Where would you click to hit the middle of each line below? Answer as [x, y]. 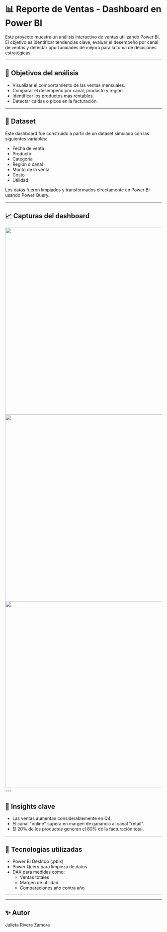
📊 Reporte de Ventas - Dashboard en [83, 9]
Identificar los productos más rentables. [53, 96]
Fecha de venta [28, 148]
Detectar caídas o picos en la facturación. [55, 101]
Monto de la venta [31, 169]
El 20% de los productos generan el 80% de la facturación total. [78, 829]
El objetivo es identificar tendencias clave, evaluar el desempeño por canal [82, 42]
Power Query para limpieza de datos [50, 866]
